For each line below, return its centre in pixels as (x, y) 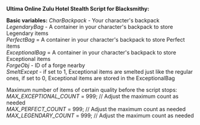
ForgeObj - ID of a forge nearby (46, 65)
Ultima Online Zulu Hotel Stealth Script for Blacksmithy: (78, 9)
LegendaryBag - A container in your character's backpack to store (90, 27)
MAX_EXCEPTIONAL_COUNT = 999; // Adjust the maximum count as (92, 96)
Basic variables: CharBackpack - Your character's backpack (83, 20)
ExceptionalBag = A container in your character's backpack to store (91, 53)
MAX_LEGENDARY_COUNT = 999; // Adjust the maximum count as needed (100, 115)
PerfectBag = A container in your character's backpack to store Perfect (96, 40)
